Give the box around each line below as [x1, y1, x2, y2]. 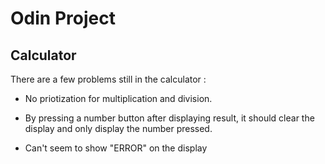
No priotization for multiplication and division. [24, 93, 213, 104]
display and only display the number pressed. [24, 123, 213, 134]
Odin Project [10, 7, 116, 30]
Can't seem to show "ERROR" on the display [24, 142, 208, 154]
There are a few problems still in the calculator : [10, 73, 207, 85]
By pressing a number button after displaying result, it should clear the [24, 112, 315, 124]
